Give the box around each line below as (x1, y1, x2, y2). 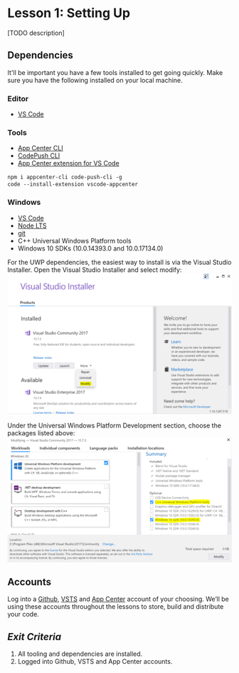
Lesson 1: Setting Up (7, 5, 130, 21)
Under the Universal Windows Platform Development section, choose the (7, 421, 222, 430)
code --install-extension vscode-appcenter (7, 181, 139, 188)
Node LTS (17, 221, 47, 230)
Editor (7, 93, 29, 103)
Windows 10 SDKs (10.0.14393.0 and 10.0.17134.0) (17, 244, 164, 253)
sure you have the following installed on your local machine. (7, 76, 183, 84)
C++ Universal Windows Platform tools (17, 236, 132, 245)
